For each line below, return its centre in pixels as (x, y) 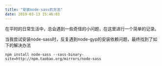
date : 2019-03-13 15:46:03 (32, 14)
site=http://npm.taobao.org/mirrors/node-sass (53, 59)
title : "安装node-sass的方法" (34, 10)
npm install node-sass (28, 54)
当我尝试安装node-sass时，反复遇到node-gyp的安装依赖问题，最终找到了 (79, 39)
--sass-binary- (68, 54)
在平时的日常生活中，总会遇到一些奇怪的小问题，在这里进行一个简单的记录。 (82, 29)
